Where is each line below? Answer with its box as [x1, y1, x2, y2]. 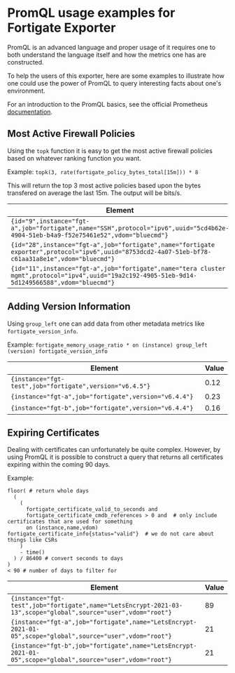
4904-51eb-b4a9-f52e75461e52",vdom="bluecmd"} [10, 231, 169, 239]
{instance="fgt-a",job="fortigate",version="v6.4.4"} [10, 392, 194, 401]
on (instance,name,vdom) [25, 524, 99, 531]
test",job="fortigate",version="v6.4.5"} [10, 382, 151, 390]
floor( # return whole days [7, 488, 90, 495]
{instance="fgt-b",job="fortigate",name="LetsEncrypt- [10, 642, 197, 650]
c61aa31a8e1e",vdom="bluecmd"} [10, 255, 115, 262]
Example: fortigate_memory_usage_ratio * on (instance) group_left [7, 340, 208, 349]
